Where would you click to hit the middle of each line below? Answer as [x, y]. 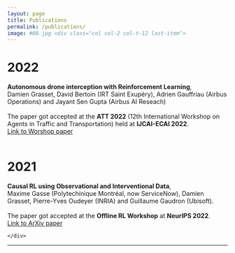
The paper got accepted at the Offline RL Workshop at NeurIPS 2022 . [109, 216]
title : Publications [37, 20]
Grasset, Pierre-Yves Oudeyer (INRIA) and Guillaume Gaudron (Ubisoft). [111, 201]
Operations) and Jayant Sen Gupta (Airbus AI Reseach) [87, 102]
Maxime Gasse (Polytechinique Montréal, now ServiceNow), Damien [106, 194]
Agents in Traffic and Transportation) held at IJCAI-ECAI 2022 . [98, 124]
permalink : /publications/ [47, 26]
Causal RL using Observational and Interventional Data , [89, 186]
